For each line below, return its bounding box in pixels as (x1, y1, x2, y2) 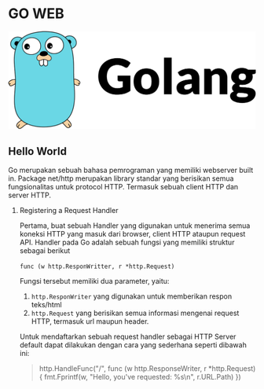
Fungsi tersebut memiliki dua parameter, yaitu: (19, 277, 170, 286)
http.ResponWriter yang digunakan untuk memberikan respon (31, 292, 233, 301)
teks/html (31, 300, 62, 310)
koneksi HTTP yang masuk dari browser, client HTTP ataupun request (19, 229, 246, 239)
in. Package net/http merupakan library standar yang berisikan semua (8, 174, 234, 183)
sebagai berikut (19, 246, 71, 255)
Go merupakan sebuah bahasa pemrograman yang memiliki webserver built (8, 166, 254, 175)
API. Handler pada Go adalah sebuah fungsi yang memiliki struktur (19, 237, 235, 248)
